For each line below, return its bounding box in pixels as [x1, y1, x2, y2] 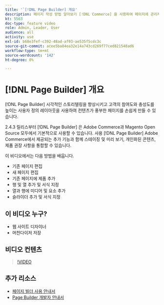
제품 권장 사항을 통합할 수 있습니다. [5, 143, 72, 149]
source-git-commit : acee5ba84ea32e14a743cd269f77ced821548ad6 [5, 44, 134, 49]
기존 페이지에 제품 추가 [12, 176, 56, 181]
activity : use [5, 35, 34, 40]
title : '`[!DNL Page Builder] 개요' [5, 7, 78, 12]
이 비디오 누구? [5, 209, 47, 218]
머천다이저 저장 [12, 230, 41, 235]
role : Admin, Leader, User [5, 25, 60, 30]
